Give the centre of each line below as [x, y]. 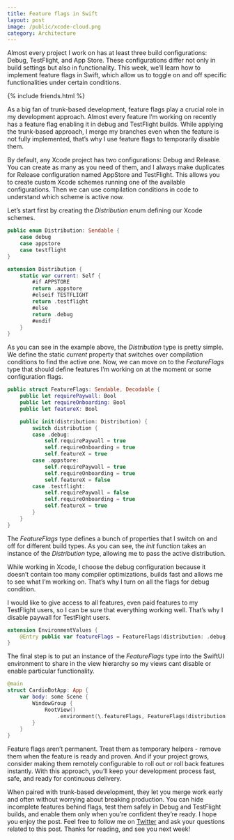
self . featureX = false [77, 480]
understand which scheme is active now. [65, 197]
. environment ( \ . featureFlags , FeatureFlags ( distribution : [143, 716]
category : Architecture [42, 33]
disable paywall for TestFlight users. [59, 617]
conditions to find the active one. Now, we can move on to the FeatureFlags [116, 362]
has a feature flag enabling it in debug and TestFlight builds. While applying [115, 124]
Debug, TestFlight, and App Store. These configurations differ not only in [111, 61]
